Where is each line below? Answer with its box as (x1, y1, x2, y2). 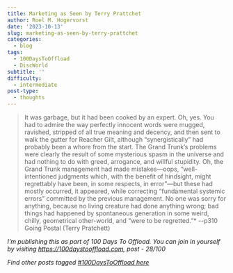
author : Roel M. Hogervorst (7, 17, 89, 24)
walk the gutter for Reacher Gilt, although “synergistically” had (24, 135, 204, 143)
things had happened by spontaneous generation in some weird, (24, 209, 209, 217)
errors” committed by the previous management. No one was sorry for (24, 195, 227, 202)
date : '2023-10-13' (7, 23, 64, 30)
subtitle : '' (7, 68, 45, 75)
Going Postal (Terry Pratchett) (24, 224, 111, 232)
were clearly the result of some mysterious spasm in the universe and (24, 150, 225, 158)
